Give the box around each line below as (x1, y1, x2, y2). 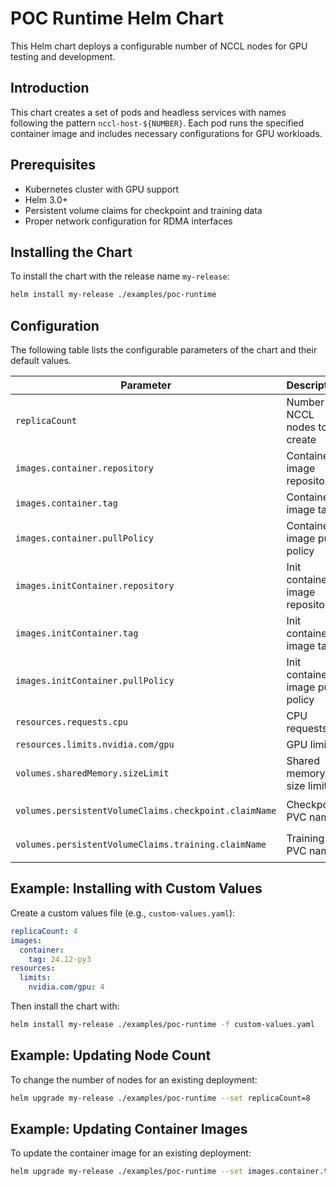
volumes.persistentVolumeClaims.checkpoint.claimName (15, 805, 277, 817)
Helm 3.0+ (24, 193, 69, 206)
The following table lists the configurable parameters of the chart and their (10, 344, 318, 356)
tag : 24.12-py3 (28, 954, 92, 964)
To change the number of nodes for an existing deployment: (10, 1073, 258, 1086)
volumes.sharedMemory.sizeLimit (15, 768, 170, 779)
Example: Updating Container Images (10, 1120, 248, 1137)
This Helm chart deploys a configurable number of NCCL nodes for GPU (10, 40, 308, 52)
